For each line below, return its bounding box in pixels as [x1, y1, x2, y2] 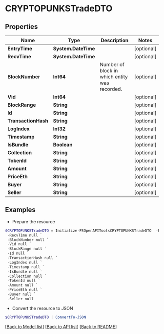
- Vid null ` [7, 242, 32, 247]
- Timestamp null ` [7, 264, 45, 269]
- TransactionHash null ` [7, 256, 58, 261]
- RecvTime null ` [7, 233, 42, 238]
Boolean [53, 142, 73, 148]
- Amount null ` [7, 283, 38, 288]
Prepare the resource [12, 218, 55, 224]
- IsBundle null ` [7, 269, 42, 274]
